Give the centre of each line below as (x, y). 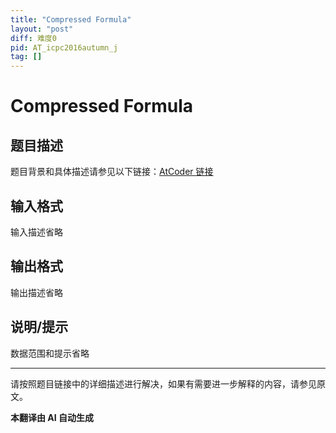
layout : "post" (42, 29)
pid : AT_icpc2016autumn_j (64, 47)
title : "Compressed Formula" (71, 19)
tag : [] (26, 57)
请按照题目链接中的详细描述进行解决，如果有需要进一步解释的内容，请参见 (163, 383)
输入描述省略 (36, 232)
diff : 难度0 (33, 38)
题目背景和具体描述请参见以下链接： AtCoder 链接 (112, 172)
